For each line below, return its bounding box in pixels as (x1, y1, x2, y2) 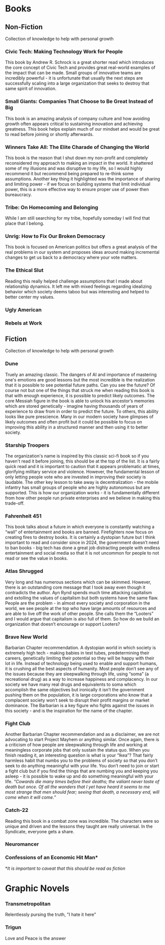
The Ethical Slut (5, 267, 44, 274)
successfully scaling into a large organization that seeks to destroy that (5, 80, 150, 87)
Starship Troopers (5, 441, 50, 448)
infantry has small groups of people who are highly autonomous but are (5, 484, 150, 490)
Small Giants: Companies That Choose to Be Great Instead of (5, 98, 154, 105)
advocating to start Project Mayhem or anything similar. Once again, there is (5, 737, 159, 743)
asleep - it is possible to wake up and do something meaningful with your (5, 773, 154, 779)
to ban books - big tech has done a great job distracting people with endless (5, 545, 160, 551)
